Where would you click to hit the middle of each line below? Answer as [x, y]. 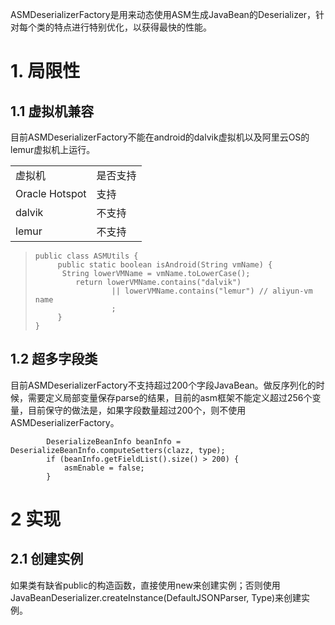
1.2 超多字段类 [54, 359]
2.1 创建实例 [47, 559]
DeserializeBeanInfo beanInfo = [114, 441]
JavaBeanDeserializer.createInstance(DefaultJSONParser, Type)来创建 [156, 597]
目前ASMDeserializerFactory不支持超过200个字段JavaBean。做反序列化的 [163, 385]
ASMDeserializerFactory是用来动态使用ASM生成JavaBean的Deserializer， [163, 14]
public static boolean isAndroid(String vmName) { [165, 265]
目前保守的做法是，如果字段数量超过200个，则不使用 [137, 410]
